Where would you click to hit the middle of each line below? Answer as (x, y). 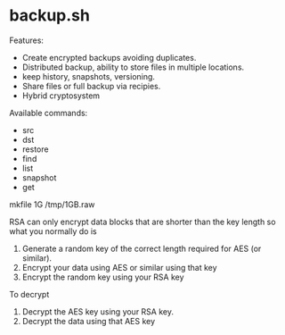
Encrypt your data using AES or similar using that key (119, 267)
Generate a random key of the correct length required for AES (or (142, 248)
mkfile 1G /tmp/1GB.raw (52, 204)
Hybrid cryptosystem (61, 96)
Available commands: (49, 113)
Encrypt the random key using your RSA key (103, 277)
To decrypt (29, 294)
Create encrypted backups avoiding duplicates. (109, 57)
